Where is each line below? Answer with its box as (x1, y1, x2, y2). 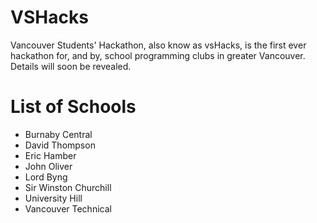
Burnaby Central (24, 128, 93, 140)
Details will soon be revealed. (10, 60, 132, 72)
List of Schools (10, 96, 137, 118)
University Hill (24, 192, 83, 204)
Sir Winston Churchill (24, 181, 112, 193)
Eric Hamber (24, 149, 77, 161)
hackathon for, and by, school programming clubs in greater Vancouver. (10, 49, 306, 61)
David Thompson (24, 139, 96, 151)
